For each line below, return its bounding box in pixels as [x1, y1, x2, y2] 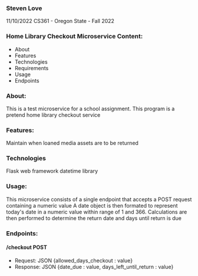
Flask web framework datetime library [6, 167, 98, 175]
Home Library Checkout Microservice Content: [6, 32, 143, 41]
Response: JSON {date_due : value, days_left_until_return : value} [14, 263, 174, 270]
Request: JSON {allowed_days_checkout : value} [14, 257, 133, 264]
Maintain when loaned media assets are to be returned [6, 140, 138, 147]
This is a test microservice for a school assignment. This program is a [6, 105, 175, 112]
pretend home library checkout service [6, 111, 101, 119]
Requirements [14, 64, 49, 71]
